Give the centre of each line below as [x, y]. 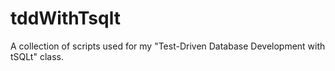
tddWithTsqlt [65, 18]
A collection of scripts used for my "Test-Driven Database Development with [168, 46]
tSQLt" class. [37, 56]
